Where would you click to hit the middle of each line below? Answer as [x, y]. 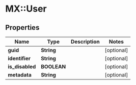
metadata [20, 75]
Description [85, 42]
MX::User [26, 9]
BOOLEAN [53, 67]
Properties [22, 28]
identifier [19, 58]
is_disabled [22, 67]
